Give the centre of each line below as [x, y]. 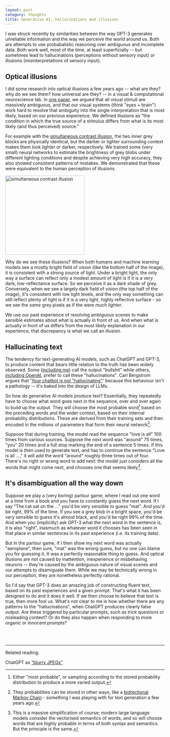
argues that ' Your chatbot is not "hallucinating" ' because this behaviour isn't [85, 381]
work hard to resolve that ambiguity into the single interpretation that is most [85, 110]
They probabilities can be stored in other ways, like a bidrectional [80, 692]
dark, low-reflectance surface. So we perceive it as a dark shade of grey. [81, 284]
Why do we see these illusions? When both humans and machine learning [82, 262]
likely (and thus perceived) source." [42, 127]
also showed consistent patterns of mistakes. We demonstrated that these [83, 163]
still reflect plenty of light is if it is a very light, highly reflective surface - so [83, 300]
